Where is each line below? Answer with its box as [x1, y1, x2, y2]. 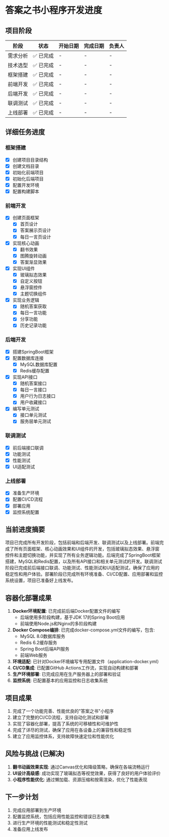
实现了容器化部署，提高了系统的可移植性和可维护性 [12, 721, 119, 727]
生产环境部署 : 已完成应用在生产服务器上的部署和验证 [12, 671, 121, 677]
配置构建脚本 [12, 188, 39, 194]
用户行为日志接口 [20, 393, 56, 399]
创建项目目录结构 [12, 157, 48, 163]
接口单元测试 [20, 412, 47, 418]
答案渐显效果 [20, 259, 47, 265]
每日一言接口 [20, 387, 47, 393]
